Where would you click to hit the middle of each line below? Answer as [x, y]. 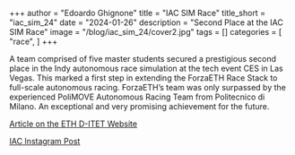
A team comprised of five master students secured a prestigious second [143, 59]
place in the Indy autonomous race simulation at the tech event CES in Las [147, 68]
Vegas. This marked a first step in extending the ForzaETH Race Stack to [143, 78]
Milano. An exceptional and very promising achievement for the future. [139, 106]
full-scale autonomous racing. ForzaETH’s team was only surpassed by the [148, 87]
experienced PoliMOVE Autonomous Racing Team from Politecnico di [137, 97]
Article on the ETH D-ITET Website [73, 124]
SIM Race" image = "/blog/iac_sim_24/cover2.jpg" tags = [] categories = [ [146, 32]
